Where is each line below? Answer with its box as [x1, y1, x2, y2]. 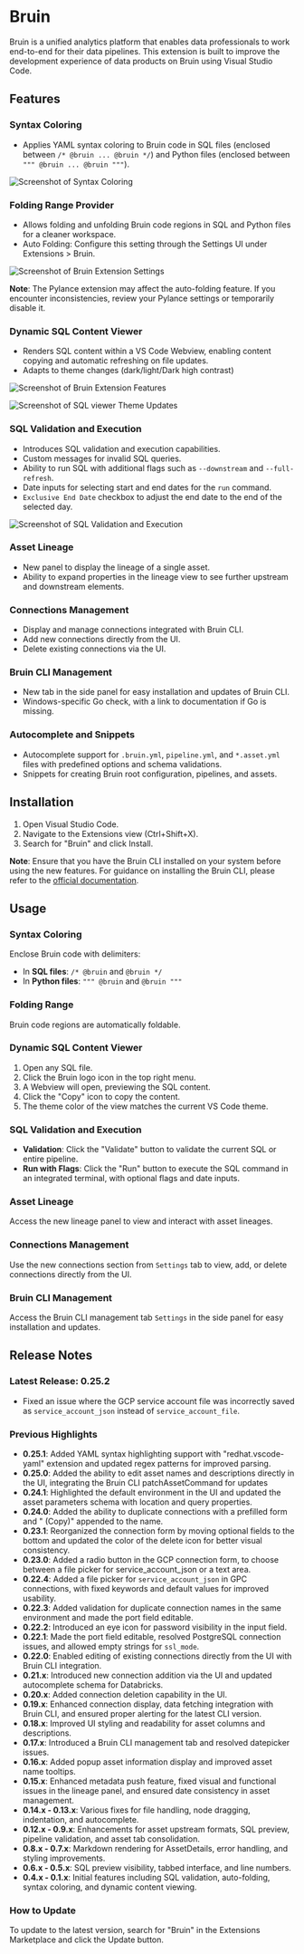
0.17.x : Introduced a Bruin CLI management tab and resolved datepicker [22, 1737, 290, 1747]
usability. [22, 1593, 57, 1603]
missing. [22, 706, 54, 717]
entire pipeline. [22, 1153, 79, 1165]
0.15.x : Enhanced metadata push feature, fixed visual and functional [22, 1776, 277, 1786]
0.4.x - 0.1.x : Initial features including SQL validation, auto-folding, [22, 1872, 271, 1882]
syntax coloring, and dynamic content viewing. [22, 1882, 197, 1892]
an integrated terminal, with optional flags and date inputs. [22, 1173, 240, 1184]
